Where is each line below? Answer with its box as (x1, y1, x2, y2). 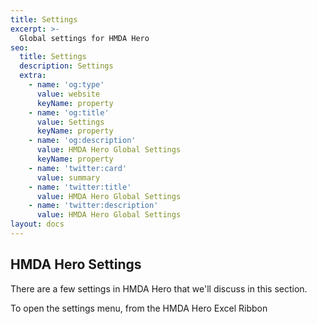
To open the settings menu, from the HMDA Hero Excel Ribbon (10, 302, 268, 314)
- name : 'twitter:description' (28, 201, 159, 211)
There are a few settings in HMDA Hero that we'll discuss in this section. (10, 282, 308, 295)
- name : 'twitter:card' (28, 163, 128, 173)
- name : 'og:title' (28, 107, 110, 118)
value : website (36, 89, 101, 99)
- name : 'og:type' (28, 80, 105, 90)
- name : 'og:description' (28, 136, 137, 146)
